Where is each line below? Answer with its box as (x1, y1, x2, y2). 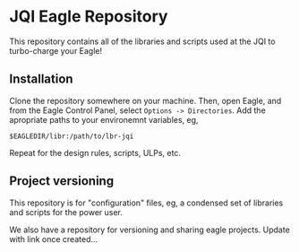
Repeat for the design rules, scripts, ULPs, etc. (9, 147, 182, 158)
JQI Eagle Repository (9, 6, 168, 27)
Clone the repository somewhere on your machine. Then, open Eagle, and (9, 95, 282, 106)
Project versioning (9, 173, 115, 189)
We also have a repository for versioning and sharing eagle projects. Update (9, 224, 291, 235)
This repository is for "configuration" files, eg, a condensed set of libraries (9, 197, 284, 208)
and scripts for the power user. (9, 206, 124, 217)
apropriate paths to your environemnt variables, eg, (9, 114, 199, 125)
